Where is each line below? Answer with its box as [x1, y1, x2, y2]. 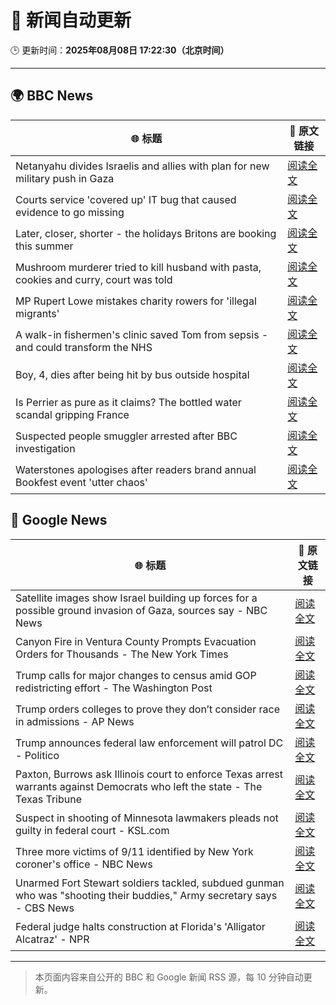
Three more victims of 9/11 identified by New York [15, 844, 254, 858]
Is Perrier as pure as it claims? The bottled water [15, 395, 242, 409]
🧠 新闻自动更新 [10, 9, 132, 32]
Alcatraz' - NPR [15, 932, 90, 946]
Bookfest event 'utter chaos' [15, 475, 148, 489]
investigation [15, 441, 76, 455]
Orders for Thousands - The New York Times [15, 647, 229, 661]
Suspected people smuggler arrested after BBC [15, 429, 238, 443]
